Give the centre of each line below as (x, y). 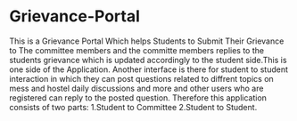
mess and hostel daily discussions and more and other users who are (136, 88)
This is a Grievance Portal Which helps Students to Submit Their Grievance (147, 41)
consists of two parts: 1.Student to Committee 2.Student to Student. (133, 107)
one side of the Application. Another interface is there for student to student (148, 69)
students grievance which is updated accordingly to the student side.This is (148, 60)
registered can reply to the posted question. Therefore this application (138, 97)
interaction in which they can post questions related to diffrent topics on (141, 78)
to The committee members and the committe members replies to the (137, 50)
